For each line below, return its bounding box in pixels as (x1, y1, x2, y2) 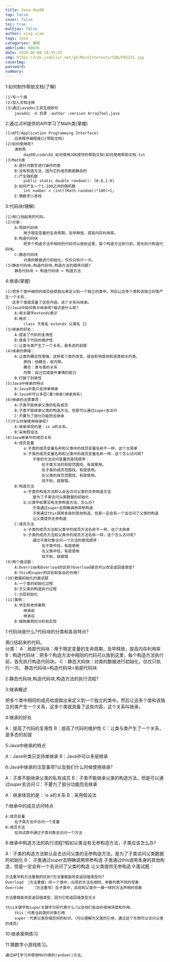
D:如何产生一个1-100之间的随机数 (14, 184, 76, 189)
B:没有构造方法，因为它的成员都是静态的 (14, 168, 87, 174)
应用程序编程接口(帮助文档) (14, 136, 64, 141)
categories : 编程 (5, 41, 41, 46)
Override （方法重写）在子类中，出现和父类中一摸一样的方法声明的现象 (5, 885, 142, 890)
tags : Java (5, 36, 28, 41)
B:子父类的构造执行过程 (14, 586, 57, 591)
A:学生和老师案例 (14, 603, 46, 608)
